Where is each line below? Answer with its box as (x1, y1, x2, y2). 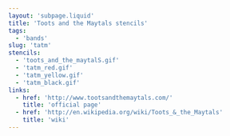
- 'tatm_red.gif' (15, 64, 73, 72)
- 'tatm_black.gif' (15, 78, 81, 86)
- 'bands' (15, 34, 48, 42)
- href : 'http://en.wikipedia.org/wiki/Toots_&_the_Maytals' (15, 109, 224, 117)
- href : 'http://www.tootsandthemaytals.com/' (15, 94, 173, 102)
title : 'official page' (22, 101, 102, 109)
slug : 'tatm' (8, 42, 52, 50)
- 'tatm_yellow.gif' (15, 71, 84, 79)
